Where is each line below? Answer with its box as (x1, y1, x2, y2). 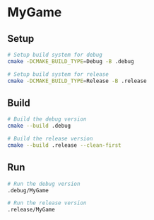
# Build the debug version (7, 116, 87, 123)
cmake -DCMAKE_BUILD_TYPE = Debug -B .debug (7, 57, 134, 65)
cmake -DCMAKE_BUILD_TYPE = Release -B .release (7, 77, 147, 84)
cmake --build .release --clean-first (7, 141, 122, 149)
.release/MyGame (7, 207, 55, 214)
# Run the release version (7, 199, 87, 207)
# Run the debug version (7, 180, 81, 187)
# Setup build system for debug (7, 51, 102, 58)
